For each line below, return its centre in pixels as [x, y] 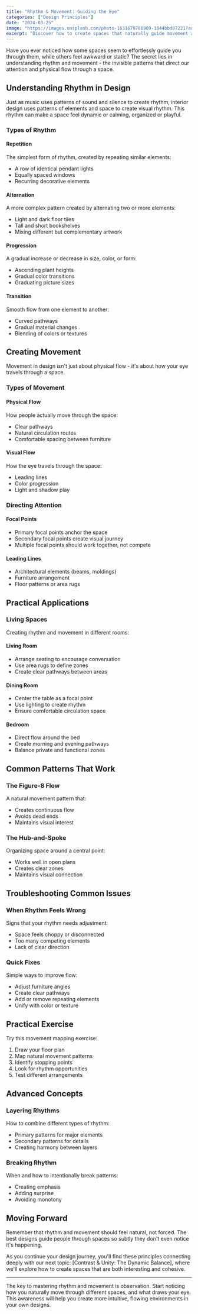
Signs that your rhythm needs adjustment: [57, 923]
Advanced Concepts [45, 1094]
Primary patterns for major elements [59, 1135]
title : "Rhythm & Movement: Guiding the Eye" [63, 12]
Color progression [37, 483]
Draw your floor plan [39, 1050]
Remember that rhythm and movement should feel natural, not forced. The [96, 1232]
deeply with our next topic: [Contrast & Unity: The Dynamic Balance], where [98, 1263]
